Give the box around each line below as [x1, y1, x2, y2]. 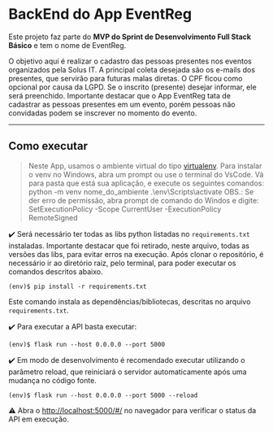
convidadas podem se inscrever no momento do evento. [8, 107, 197, 118]
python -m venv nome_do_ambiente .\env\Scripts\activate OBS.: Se [28, 186, 254, 196]
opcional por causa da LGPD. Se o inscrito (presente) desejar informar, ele [8, 82, 258, 92]
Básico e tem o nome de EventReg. [8, 40, 127, 50]
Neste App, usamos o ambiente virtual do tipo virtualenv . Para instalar [28, 160, 262, 171]
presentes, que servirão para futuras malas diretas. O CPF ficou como [8, 73, 243, 83]
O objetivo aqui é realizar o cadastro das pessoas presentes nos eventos [8, 56, 252, 66]
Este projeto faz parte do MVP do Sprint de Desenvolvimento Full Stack [8, 32, 252, 41]
